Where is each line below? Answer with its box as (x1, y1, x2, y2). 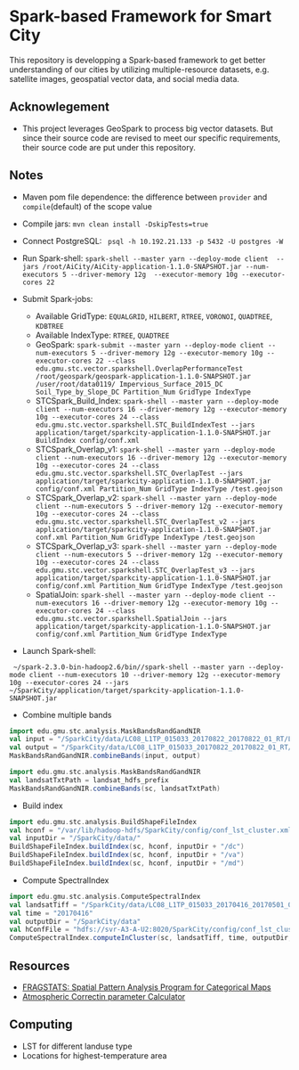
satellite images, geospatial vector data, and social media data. (9, 73, 240, 84)
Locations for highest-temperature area (21, 1050, 167, 1061)
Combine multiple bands (21, 709, 112, 720)
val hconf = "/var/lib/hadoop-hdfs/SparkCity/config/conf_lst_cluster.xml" (9, 826, 296, 835)
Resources (9, 958, 70, 973)
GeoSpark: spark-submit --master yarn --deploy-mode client (35, 339, 264, 349)
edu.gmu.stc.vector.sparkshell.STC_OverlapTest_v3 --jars (35, 566, 255, 575)
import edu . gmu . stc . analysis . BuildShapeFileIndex (9, 817, 198, 826)
